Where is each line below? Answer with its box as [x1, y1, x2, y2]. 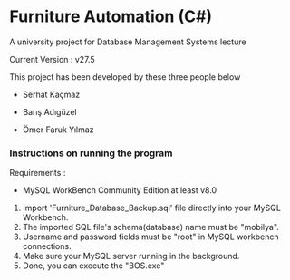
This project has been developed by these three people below [9, 71, 241, 82]
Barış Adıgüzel [22, 106, 77, 117]
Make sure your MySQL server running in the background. [22, 251, 240, 262]
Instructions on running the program [9, 147, 173, 159]
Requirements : [9, 168, 66, 179]
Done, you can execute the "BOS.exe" [22, 260, 165, 271]
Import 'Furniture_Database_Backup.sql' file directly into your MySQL [22, 202, 281, 214]
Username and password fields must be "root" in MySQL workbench [22, 231, 279, 242]
